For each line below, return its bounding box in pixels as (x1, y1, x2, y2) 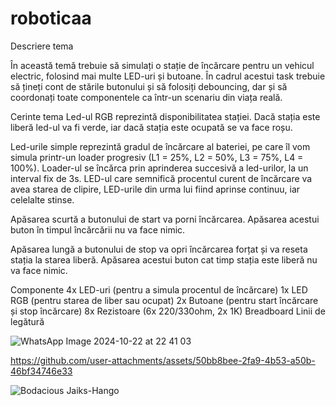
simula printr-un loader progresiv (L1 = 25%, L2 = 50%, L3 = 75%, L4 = (10, 151, 304, 163)
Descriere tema (10, 40, 74, 52)
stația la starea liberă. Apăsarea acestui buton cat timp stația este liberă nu (10, 253, 318, 266)
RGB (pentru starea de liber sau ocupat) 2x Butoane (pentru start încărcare (10, 294, 319, 306)
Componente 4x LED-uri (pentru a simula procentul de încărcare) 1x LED (10, 283, 308, 296)
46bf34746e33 (10, 365, 73, 377)
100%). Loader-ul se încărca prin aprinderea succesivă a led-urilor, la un (10, 162, 309, 174)
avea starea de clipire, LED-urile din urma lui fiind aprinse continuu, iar (10, 183, 301, 195)
